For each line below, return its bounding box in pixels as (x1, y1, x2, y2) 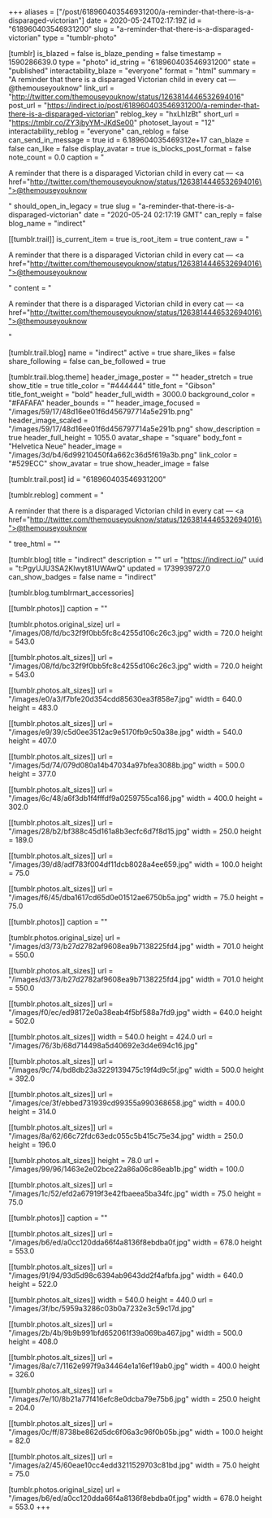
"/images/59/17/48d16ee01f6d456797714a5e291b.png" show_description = (8, 424, 261, 434)
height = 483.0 (8, 703, 58, 712)
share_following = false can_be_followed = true (8, 357, 166, 365)
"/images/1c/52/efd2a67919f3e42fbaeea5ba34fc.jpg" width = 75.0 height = (8, 1188, 262, 1198)
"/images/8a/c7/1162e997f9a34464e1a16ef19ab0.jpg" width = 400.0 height (8, 1361, 261, 1371)
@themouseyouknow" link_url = (8, 83, 115, 93)
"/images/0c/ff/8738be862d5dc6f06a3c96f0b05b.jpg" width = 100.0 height (8, 1428, 264, 1437)
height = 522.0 (8, 1280, 58, 1288)
